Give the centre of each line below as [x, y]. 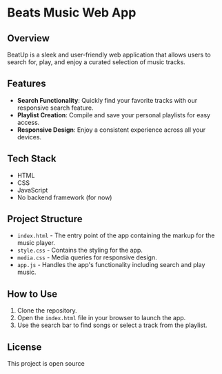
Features [27, 84]
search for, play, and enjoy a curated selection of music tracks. [97, 62]
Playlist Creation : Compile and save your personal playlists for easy [114, 115]
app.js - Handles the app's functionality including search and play [111, 265]
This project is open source [46, 364]
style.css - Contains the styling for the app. [80, 250]
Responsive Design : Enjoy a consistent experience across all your [111, 130]
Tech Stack [32, 159]
